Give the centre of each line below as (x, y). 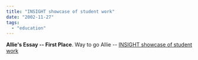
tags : (13, 22)
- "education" (29, 28)
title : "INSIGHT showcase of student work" (61, 11)
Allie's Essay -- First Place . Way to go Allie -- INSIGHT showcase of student (99, 45)
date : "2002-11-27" (30, 17)
